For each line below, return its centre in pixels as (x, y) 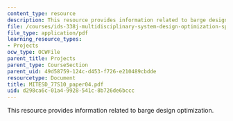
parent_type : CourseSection (48, 65)
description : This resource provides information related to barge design (118, 20)
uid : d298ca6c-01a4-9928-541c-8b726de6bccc (71, 91)
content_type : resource (42, 13)
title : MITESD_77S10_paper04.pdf (55, 84)
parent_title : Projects (42, 59)
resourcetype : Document (42, 78)
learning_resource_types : (44, 39)
